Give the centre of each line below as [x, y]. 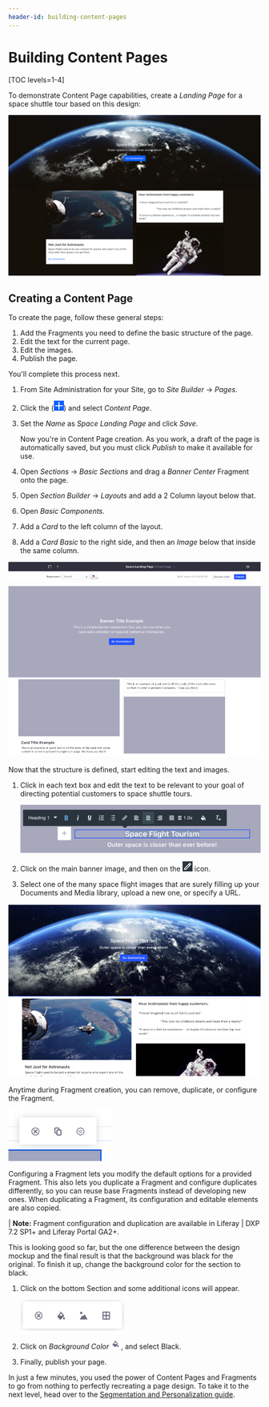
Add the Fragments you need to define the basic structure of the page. [137, 333]
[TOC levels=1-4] [36, 79]
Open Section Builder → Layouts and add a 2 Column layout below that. [138, 495]
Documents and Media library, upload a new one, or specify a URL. [130, 892]
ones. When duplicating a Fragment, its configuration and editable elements [133, 1200]
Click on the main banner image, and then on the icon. [115, 868]
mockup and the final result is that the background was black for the [121, 1256]
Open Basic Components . [62, 511]
